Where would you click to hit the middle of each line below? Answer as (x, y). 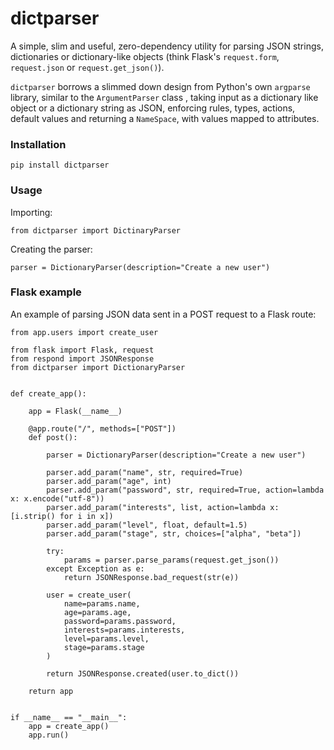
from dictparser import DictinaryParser (96, 230)
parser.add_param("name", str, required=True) (145, 472)
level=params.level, (106, 638)
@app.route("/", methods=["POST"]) (102, 428)
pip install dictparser (60, 165)
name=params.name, (102, 603)
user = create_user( (89, 595)
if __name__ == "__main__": (69, 717)
